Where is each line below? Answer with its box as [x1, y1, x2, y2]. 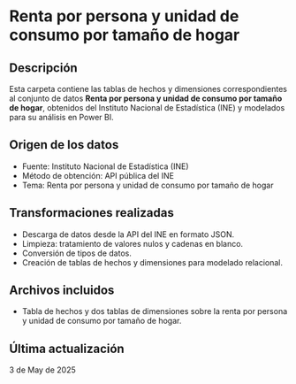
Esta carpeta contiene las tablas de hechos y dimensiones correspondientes [9, 84, 287, 94]
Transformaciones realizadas [9, 205, 174, 220]
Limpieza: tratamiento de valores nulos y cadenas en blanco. [21, 238, 244, 249]
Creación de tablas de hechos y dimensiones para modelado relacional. [21, 257, 284, 267]
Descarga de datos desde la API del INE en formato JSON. [21, 228, 235, 240]
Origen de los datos [9, 137, 119, 152]
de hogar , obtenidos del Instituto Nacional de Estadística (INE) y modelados [9, 103, 285, 112]
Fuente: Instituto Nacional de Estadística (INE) [21, 161, 189, 172]
